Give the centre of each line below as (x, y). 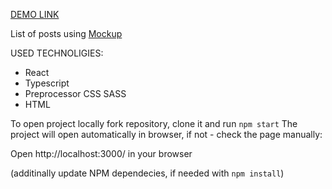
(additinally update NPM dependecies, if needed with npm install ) (147, 173)
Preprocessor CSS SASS (75, 93)
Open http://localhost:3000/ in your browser (101, 153)
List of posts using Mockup (66, 33)
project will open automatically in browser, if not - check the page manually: (166, 134)
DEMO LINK (35, 14)
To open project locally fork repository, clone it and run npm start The (154, 123)
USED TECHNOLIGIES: (57, 53)
